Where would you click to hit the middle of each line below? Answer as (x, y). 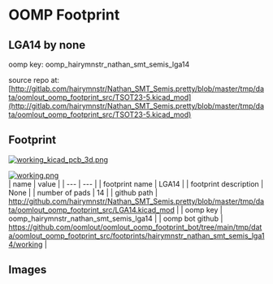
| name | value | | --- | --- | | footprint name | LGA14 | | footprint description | (136, 183)
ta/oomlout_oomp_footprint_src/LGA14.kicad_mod (91, 209)
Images (28, 270)
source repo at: (34, 80)
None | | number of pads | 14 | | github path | (83, 192)
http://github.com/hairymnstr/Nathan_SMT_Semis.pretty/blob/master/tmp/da (136, 201)
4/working (26, 244)
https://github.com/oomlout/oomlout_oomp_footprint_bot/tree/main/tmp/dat (135, 227)
